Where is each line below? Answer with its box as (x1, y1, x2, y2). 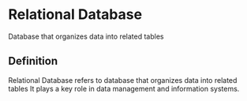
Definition (8, 54, 58, 68)
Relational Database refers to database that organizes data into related (8, 75, 238, 84)
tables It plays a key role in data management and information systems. (8, 84, 240, 93)
